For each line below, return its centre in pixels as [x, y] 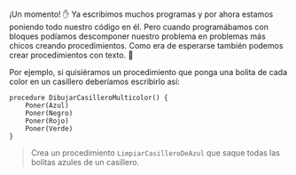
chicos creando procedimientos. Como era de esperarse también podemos [146, 46]
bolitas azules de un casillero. [85, 162]
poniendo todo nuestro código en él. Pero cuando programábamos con [139, 27]
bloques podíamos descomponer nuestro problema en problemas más [137, 36]
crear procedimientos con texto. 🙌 [71, 55]
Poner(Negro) [49, 113]
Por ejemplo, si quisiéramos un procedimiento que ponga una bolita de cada [148, 72]
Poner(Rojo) [47, 121]
